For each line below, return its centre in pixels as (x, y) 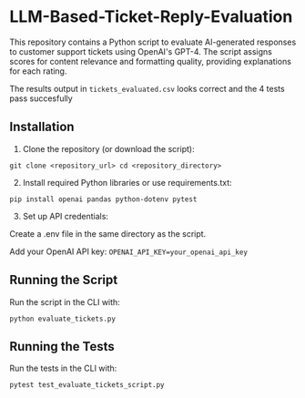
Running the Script (64, 280)
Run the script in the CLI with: (65, 301)
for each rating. (38, 71)
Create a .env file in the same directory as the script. (108, 233)
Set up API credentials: (66, 216)
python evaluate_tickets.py (63, 319)
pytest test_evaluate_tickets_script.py (87, 385)
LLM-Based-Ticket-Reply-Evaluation (151, 17)
